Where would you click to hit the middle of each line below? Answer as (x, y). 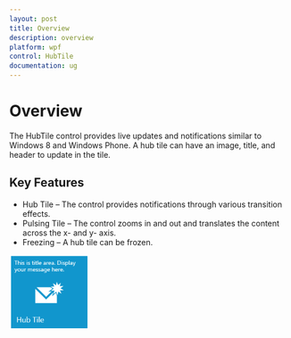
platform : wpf (36, 47)
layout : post (33, 19)
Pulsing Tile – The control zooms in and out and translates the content (150, 223)
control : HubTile (42, 57)
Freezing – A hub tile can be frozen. (87, 242)
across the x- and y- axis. (69, 233)
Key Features (47, 183)
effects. (36, 213)
